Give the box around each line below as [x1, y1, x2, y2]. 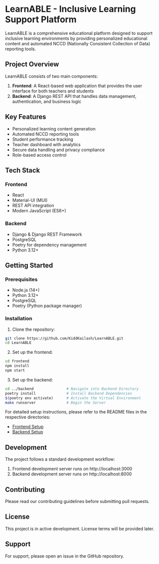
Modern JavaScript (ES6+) [12, 208, 67, 214]
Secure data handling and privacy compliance [12, 147, 105, 153]
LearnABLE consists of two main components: [5, 73, 98, 79]
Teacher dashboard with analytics [12, 141, 81, 147]
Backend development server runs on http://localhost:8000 [12, 471, 132, 477]
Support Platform [5, 14, 77, 25]
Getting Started [5, 261, 53, 269]
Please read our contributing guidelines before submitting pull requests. [5, 499, 150, 504]
